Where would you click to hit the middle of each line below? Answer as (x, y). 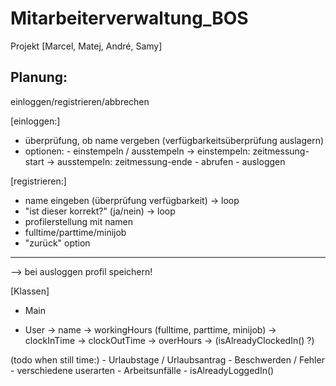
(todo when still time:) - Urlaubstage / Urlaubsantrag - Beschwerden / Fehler (167, 359)
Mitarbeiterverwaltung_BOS (129, 18)
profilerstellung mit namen (79, 221)
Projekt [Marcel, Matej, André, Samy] (86, 46)
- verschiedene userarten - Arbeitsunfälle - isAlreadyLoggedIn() (142, 370)
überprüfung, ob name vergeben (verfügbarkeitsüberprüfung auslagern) (174, 140)
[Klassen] (30, 291)
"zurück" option (57, 243)
